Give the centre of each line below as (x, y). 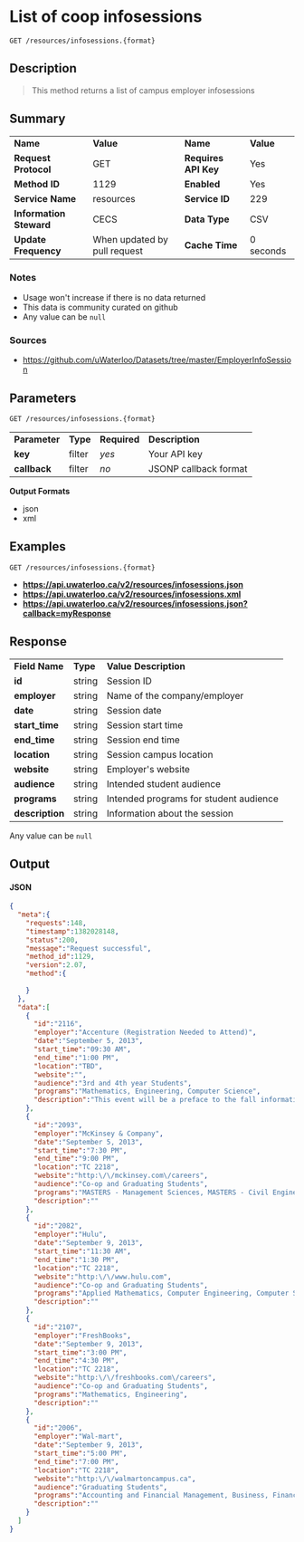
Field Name (39, 666)
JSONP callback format (198, 468)
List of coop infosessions (106, 17)
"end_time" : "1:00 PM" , (76, 1058)
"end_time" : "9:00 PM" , (76, 1159)
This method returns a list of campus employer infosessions (143, 90)
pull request (118, 251)
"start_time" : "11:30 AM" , (82, 1251)
